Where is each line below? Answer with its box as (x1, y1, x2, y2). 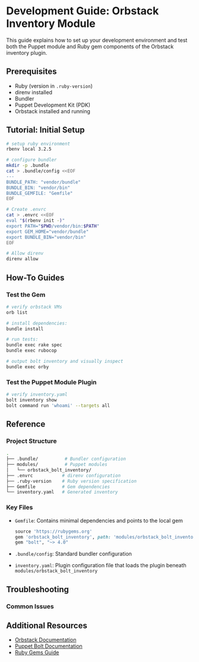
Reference (6, 419, 46, 430)
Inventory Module (6, 17, 96, 30)
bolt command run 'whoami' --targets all (6, 402, 110, 409)
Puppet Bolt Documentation (14, 642, 83, 650)
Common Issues (6, 602, 55, 610)
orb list (6, 309, 28, 315)
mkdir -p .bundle (6, 163, 49, 169)
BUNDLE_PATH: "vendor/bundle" (6, 179, 81, 185)
